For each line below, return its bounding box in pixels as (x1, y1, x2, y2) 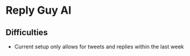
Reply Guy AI (5, 4, 72, 17)
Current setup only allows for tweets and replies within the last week (14, 43, 184, 50)
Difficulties (5, 27, 48, 38)
